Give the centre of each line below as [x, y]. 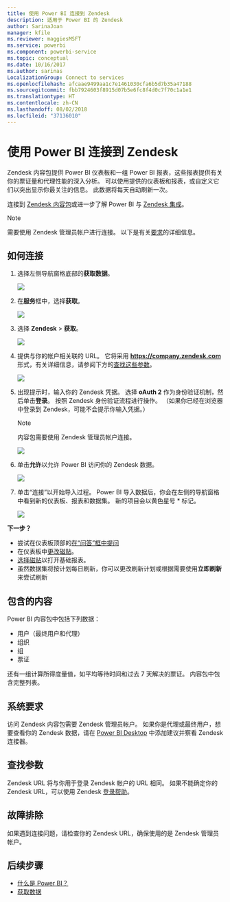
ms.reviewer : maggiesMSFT [44, 39]
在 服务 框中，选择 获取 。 [50, 301]
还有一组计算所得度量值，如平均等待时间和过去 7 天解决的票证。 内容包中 [111, 674]
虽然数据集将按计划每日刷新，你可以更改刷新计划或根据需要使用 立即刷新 [119, 569]
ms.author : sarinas [35, 71]
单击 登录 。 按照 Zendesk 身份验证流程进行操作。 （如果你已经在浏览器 [123, 401]
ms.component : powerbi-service [52, 52]
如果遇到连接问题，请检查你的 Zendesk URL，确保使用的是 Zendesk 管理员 [113, 833]
